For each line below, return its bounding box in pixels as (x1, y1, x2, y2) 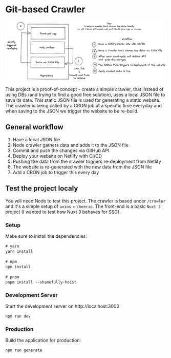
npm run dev (5, 314, 31, 319)
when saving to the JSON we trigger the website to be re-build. (5, 108, 139, 114)
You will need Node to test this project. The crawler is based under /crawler (5, 198, 166, 204)
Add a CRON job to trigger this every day (12, 169, 99, 175)
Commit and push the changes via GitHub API (12, 147, 110, 154)
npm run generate (5, 348, 42, 353)
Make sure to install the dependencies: (5, 233, 87, 239)
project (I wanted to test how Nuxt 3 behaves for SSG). (5, 209, 121, 215)
